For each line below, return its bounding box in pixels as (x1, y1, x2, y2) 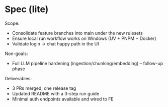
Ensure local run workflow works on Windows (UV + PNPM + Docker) (12, 35, 156, 41)
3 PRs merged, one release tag (12, 85, 76, 91)
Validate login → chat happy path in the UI (12, 40, 99, 46)
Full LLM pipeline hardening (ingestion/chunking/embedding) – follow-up (12, 60, 163, 66)
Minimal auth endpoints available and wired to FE (12, 96, 114, 102)
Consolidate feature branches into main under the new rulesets (12, 30, 143, 36)
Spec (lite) (5, 4, 49, 15)
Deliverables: (5, 75, 32, 81)
